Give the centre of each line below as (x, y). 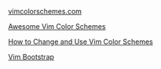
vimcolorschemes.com (45, 11)
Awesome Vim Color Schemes (57, 26)
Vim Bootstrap (31, 57)
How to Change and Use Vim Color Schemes (80, 42)
